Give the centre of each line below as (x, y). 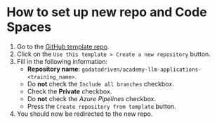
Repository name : (54, 69)
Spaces (29, 27)
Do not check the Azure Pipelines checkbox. (92, 98)
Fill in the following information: (62, 61)
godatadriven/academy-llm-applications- (142, 70)
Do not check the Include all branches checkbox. (100, 84)
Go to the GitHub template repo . (63, 46)
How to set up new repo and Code (107, 12)
